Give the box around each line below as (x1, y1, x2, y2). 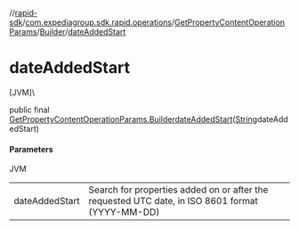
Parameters (9, 144, 53, 154)
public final (9, 104, 51, 115)
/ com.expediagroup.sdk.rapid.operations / (21, 17, 175, 28)
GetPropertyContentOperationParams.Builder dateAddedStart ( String (9, 113, 258, 124)
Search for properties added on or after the (88, 184, 269, 196)
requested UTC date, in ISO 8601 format (88, 195, 258, 208)
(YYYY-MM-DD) (88, 206, 160, 218)
